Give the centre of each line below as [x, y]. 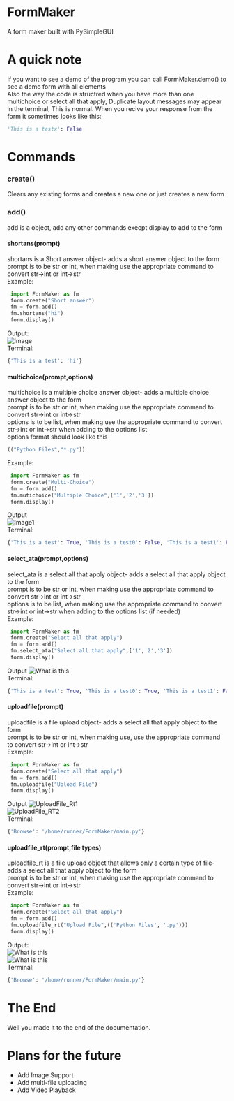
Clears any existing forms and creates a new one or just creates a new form [116, 194]
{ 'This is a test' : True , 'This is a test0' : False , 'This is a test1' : [115, 543]
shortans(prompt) [34, 243]
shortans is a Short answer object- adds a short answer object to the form [114, 258]
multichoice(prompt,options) [50, 377]
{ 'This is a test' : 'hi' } [45, 361]
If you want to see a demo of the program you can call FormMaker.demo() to [117, 79]
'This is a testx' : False [45, 129]
